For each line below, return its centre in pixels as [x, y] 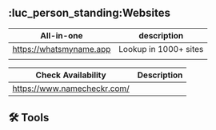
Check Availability [71, 75]
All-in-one [61, 35]
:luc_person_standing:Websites [89, 13]
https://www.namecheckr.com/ [71, 89]
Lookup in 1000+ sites [161, 49]
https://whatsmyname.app [62, 49]
